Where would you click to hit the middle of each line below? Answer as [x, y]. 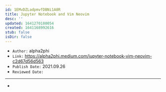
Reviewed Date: [28, 72]
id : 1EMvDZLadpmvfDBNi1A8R [33, 10]
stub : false [17, 32]
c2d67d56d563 [28, 61]
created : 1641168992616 [30, 28]
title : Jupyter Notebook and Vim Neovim [47, 14]
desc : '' [14, 19]
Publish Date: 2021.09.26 [39, 66]
